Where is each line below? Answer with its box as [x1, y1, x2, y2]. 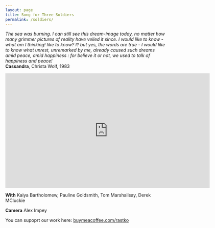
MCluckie [5, 197, 26, 204]
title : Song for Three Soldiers [5, 12, 74, 17]
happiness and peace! [5, 58, 53, 64]
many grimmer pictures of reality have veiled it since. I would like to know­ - [5, 36, 163, 42]
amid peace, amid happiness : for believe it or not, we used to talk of [5, 52, 151, 59]
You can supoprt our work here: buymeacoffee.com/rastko [5, 217, 129, 223]
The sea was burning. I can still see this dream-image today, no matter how [5, 31, 165, 37]
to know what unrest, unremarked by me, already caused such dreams [5, 47, 155, 53]
